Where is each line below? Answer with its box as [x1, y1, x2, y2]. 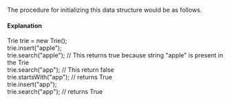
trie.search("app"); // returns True [7, 88, 103, 96]
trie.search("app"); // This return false [7, 66, 115, 74]
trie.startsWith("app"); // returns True [7, 73, 112, 81]
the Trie [7, 58, 30, 67]
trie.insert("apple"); [7, 44, 62, 52]
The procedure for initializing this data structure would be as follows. [7, 6, 202, 14]
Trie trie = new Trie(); [7, 37, 67, 45]
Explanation [7, 21, 43, 29]
